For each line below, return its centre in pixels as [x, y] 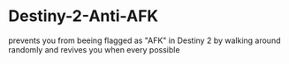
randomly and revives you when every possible [94, 49]
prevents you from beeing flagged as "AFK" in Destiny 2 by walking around [144, 40]
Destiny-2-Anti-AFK [84, 16]
